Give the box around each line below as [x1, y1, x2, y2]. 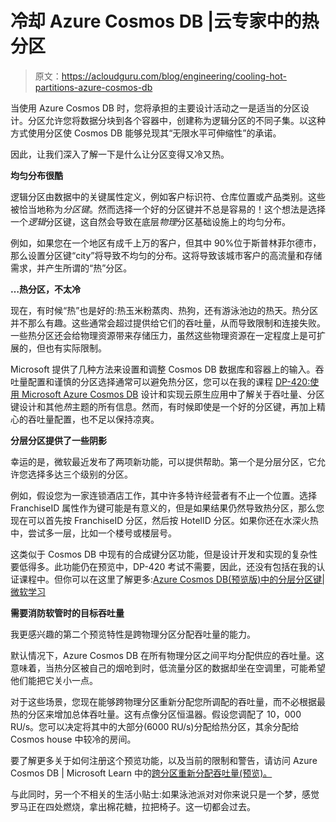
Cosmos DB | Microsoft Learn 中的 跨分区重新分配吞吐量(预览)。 [10, 767, 273, 779]
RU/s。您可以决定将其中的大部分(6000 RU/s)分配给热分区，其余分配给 [10, 720, 300, 732]
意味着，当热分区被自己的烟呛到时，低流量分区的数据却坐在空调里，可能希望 [10, 662, 326, 674]
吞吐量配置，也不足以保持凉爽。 [27, 413, 160, 425]
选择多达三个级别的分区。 [27, 468, 133, 480]
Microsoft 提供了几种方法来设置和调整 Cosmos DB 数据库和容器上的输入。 [10, 363, 316, 375]
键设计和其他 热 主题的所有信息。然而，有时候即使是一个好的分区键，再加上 [10, 400, 317, 412]
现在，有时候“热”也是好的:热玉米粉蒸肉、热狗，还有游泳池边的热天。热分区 [10, 304, 319, 316]
